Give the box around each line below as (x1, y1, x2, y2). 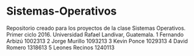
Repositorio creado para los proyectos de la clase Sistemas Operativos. (6, 24, 186, 32)
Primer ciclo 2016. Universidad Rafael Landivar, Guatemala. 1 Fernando (6, 30, 184, 38)
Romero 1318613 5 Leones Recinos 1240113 (6, 44, 115, 51)
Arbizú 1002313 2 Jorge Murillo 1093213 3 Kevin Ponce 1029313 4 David (6, 37, 188, 44)
